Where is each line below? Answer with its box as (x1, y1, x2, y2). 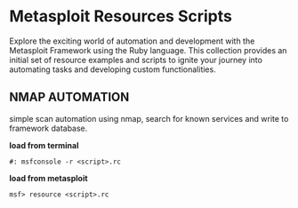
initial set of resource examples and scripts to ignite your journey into (9, 54, 262, 65)
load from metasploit (9, 172, 88, 183)
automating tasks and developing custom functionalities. (9, 64, 216, 75)
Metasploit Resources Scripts (9, 6, 233, 27)
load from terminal (9, 140, 79, 150)
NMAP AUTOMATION (9, 90, 130, 105)
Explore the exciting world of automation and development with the (9, 36, 255, 46)
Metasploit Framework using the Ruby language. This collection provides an (9, 44, 287, 55)
